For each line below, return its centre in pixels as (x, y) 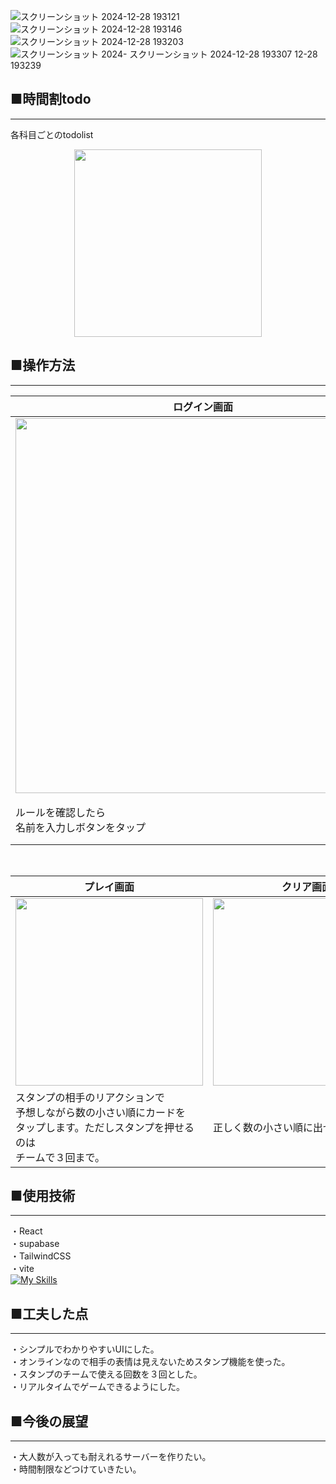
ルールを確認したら (61, 812)
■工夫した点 (49, 1313)
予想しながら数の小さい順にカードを (101, 1112)
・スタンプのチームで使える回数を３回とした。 (106, 1374)
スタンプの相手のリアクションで (90, 1097)
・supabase (35, 1244)
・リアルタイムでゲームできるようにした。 (97, 1387)
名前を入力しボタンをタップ (81, 827)
